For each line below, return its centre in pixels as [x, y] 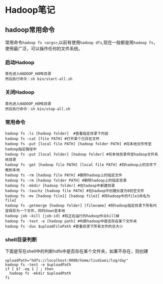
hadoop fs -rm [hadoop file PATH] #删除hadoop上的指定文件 [64, 175]
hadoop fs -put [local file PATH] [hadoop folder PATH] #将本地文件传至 [78, 144]
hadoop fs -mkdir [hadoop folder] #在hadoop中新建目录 [60, 185]
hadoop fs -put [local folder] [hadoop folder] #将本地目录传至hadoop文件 [80, 154]
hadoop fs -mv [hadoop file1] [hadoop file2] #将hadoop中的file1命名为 [78, 196]
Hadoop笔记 [30, 10]
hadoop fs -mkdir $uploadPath [40, 273]
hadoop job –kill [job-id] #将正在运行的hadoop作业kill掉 [62, 216]
